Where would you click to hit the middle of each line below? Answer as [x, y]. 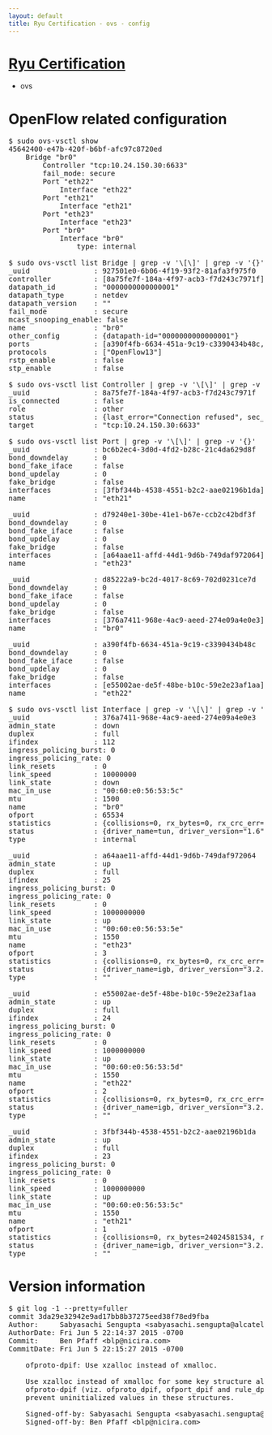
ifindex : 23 [60, 1156]
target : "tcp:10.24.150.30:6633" [104, 426]
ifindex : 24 [60, 1018]
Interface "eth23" [96, 223]
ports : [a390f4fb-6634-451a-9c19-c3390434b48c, [136, 344]
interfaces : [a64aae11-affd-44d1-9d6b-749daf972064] [136, 555]
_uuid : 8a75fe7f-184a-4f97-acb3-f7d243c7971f [132, 393]
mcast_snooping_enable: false [68, 320]
